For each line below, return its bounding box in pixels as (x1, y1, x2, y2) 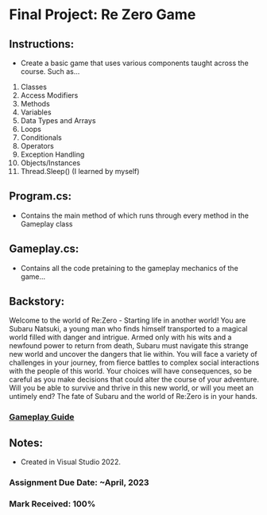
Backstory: (9, 295, 65, 308)
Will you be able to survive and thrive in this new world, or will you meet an (9, 383, 253, 393)
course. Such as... (20, 67, 80, 76)
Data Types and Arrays (20, 116, 96, 125)
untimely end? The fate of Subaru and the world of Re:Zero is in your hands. (9, 392, 257, 401)
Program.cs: (9, 189, 72, 203)
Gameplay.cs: (9, 242, 79, 256)
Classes (20, 82, 47, 91)
